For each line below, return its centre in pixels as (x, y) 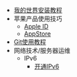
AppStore (37, 34)
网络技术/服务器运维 (42, 51)
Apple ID (36, 26)
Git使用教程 (30, 42)
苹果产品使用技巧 (38, 19)
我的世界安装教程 (38, 10)
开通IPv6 (47, 66)
